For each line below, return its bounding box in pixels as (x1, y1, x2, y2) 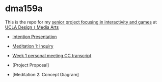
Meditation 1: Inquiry (12, 43, 54, 49)
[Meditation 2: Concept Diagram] (12, 71, 79, 77)
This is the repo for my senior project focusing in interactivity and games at (5, 19, 157, 25)
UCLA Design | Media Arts (5, 24, 59, 30)
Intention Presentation (12, 34, 57, 40)
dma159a (5, 3, 43, 14)
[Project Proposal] (12, 62, 49, 68)
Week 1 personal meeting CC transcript (12, 52, 92, 59)
